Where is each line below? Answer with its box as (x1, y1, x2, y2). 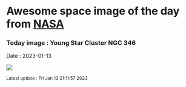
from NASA (6, 17, 64, 31)
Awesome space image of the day (6, 4, 180, 18)
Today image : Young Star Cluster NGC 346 (6, 39, 136, 47)
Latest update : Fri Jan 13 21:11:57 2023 (6, 76, 88, 82)
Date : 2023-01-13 (6, 53, 51, 60)
